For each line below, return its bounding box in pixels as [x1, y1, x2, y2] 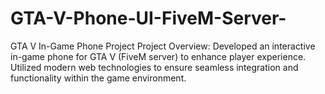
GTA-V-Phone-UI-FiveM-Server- [10, 7, 287, 30]
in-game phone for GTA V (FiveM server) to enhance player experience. [10, 50, 307, 62]
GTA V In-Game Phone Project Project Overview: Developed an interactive [10, 40, 316, 52]
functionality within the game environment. [10, 72, 187, 84]
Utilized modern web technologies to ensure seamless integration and [10, 61, 299, 73]
